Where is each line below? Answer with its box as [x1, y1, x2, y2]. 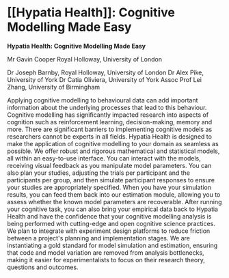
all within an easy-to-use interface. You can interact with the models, [7, 154, 201, 162]
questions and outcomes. [7, 263, 79, 271]
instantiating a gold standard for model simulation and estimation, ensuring [7, 241, 218, 249]
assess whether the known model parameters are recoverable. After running [7, 197, 222, 206]
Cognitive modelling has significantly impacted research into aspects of [7, 111, 209, 119]
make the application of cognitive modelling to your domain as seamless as [7, 139, 219, 148]
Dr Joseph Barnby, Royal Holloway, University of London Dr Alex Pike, [7, 68, 204, 77]
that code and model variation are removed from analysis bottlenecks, [7, 248, 204, 257]
